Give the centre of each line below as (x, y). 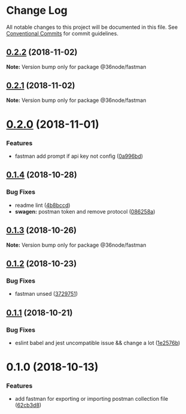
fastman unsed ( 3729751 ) (46, 294)
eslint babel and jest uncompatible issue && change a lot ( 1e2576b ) (97, 343)
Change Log (37, 10)
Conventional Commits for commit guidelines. (62, 33)
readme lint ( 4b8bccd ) (42, 205)
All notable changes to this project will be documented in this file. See (92, 27)
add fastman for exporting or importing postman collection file (92, 399)
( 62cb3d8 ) (28, 405)
